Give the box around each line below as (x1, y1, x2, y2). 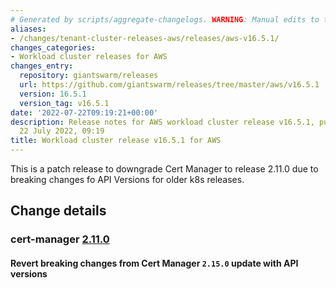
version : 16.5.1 (19, 89, 87, 99)
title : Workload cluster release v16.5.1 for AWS (10, 136, 222, 146)
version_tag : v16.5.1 (19, 98, 110, 108)
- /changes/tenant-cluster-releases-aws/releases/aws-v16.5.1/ (10, 33, 280, 43)
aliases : (10, 24, 47, 34)
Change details (10, 202, 107, 220)
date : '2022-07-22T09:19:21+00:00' (10, 107, 159, 118)
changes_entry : (10, 61, 74, 71)
